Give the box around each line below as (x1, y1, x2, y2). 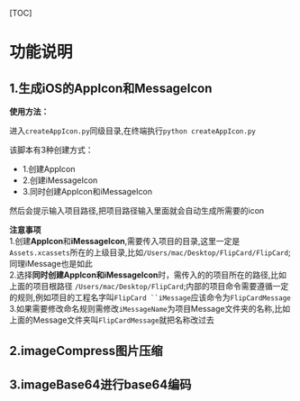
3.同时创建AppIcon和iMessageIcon (22, 187, 153, 196)
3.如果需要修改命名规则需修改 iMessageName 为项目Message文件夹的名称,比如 (9, 304, 291, 314)
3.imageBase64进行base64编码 (9, 377, 192, 392)
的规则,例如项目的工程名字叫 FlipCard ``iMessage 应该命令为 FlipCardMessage (9, 292, 291, 303)
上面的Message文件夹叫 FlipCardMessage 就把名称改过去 (9, 314, 214, 325)
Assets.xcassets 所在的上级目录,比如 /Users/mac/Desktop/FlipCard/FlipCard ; (9, 247, 291, 258)
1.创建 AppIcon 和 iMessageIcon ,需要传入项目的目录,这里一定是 (9, 236, 241, 246)
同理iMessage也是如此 (9, 259, 93, 269)
